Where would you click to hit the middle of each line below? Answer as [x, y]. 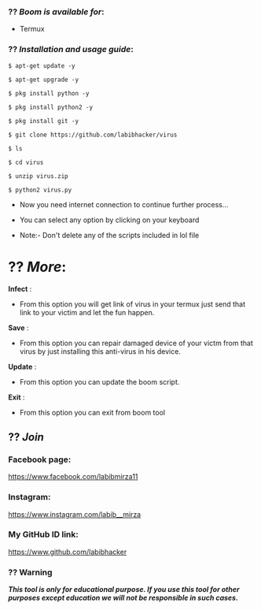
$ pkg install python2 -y [50, 107]
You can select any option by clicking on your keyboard [109, 220]
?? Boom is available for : [56, 12]
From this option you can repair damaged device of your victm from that [136, 343]
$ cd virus [26, 162]
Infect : [20, 288]
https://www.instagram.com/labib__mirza [75, 514]
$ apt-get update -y [42, 65]
